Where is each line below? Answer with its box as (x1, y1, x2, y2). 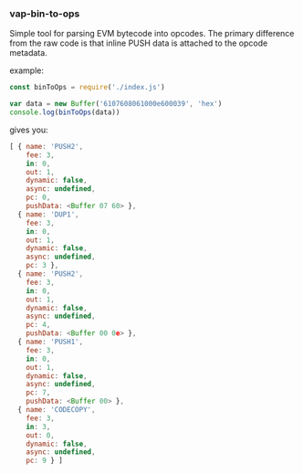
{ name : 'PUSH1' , (17, 337, 84, 347)
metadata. (9, 47, 47, 58)
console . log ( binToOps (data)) (9, 108, 120, 117)
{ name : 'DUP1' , (17, 209, 79, 219)
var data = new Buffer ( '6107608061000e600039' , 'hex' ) (9, 100, 223, 109)
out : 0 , (26, 430, 55, 440)
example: (9, 65, 44, 76)
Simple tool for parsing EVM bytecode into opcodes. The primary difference (9, 28, 295, 39)
